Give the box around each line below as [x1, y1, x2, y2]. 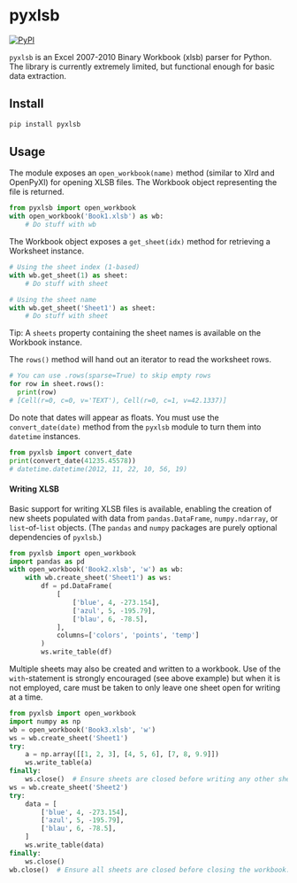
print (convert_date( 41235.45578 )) [9, 456, 137, 465]
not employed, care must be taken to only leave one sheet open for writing [9, 683, 281, 693]
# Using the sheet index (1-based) [9, 263, 141, 272]
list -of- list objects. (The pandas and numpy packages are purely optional [9, 522, 278, 532]
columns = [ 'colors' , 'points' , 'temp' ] [56, 631, 200, 640]
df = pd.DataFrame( [41, 582, 113, 591]
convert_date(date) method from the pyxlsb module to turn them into [9, 422, 262, 432]
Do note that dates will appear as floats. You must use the [9, 412, 219, 422]
